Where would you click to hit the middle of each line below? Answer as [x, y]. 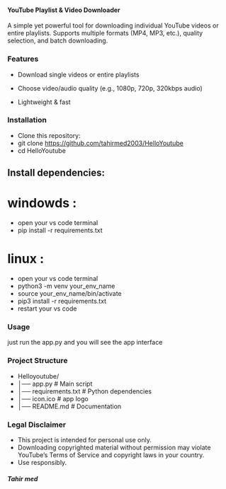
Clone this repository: [49, 135]
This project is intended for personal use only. [85, 439]
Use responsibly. [42, 462]
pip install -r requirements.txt [60, 231]
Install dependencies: [56, 173]
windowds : [42, 203]
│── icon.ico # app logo [53, 398]
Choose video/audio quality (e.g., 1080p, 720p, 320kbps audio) [110, 88]
